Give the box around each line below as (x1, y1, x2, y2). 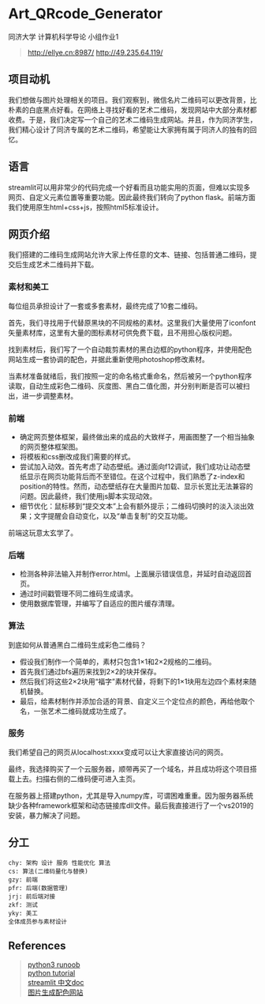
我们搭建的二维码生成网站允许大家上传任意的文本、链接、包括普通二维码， (8, 250, 250, 259)
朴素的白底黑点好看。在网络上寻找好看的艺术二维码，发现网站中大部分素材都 (8, 104, 257, 115)
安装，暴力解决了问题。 (8, 810, 84, 820)
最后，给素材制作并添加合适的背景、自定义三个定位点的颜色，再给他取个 (19, 696, 255, 706)
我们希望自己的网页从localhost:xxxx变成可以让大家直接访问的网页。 (8, 747, 228, 757)
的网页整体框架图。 (19, 442, 83, 451)
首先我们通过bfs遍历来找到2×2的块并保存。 (19, 666, 161, 676)
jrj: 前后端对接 (8, 893, 56, 900)
